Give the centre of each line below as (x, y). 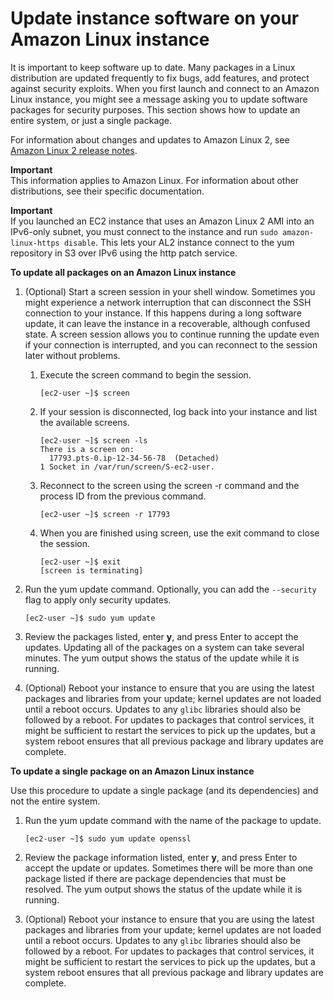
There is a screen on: (87, 449)
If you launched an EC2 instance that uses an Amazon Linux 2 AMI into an (162, 221)
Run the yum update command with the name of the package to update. (173, 820)
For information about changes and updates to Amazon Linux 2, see (150, 139)
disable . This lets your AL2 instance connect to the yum (179, 242)
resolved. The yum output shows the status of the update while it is (163, 889)
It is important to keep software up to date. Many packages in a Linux (153, 67)
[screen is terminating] (91, 570)
